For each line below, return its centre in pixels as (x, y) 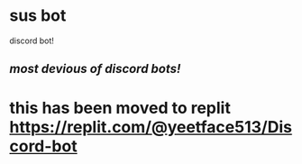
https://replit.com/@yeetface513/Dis (151, 127)
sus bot (38, 16)
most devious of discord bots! (95, 69)
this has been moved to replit (120, 108)
